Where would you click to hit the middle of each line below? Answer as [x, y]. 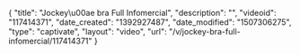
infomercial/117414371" [50, 41]
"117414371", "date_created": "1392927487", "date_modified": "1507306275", [150, 22]
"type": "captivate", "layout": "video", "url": [88, 31]
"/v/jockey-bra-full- [204, 31]
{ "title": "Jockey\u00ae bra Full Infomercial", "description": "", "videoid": [142, 13]
